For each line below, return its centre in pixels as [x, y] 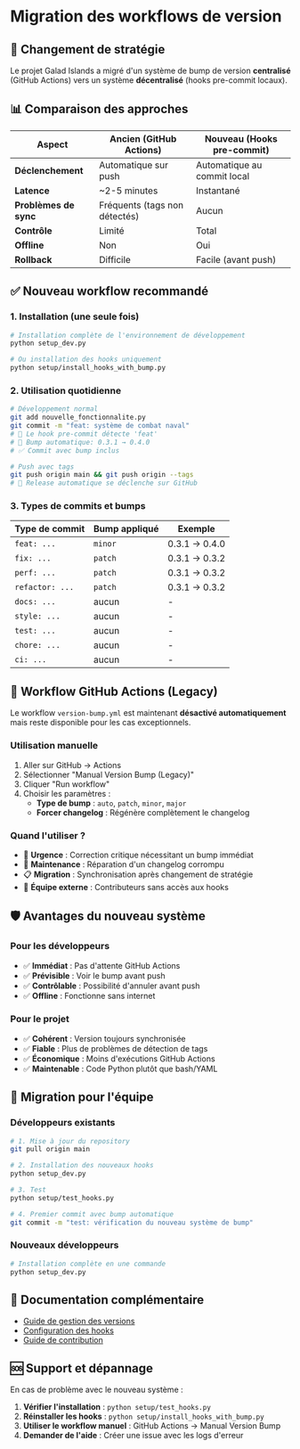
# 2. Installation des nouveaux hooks [82, 1166]
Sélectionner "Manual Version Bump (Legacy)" [109, 774]
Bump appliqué [126, 529]
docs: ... [35, 602]
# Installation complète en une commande [88, 1264]
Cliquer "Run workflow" [66, 784]
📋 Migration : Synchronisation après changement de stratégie [138, 874]
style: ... [37, 616]
